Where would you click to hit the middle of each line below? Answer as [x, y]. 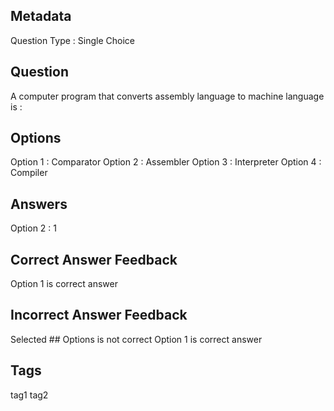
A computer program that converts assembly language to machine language [167, 96]
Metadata [41, 16]
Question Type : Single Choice [72, 40]
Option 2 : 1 [33, 228]
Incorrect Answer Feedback [99, 315]
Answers [39, 204]
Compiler [29, 173]
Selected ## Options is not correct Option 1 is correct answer [136, 339]
